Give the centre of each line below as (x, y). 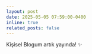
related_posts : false (33, 28)
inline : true (22, 22)
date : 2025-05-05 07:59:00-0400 (46, 17)
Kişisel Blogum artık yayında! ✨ (44, 45)
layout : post (22, 11)
